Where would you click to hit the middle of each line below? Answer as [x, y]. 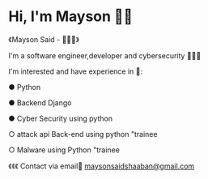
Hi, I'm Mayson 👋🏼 [71, 17]
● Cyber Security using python [61, 118]
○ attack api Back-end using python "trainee [83, 134]
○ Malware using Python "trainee [64, 150]
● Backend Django [40, 102]
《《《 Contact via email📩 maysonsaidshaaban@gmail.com [102, 166]
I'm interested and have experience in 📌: [76, 71]
